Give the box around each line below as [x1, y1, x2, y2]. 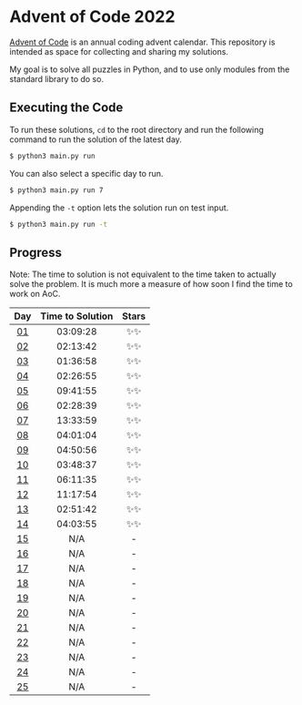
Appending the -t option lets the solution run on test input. [9, 202, 229, 213]
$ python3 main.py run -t [9, 220, 107, 229]
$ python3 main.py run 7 [9, 185, 104, 195]
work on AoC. [9, 289, 61, 300]
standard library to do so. [9, 73, 105, 84]
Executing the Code [9, 100, 124, 116]
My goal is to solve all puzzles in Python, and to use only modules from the [9, 64, 290, 75]
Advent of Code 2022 [9, 6, 176, 27]
